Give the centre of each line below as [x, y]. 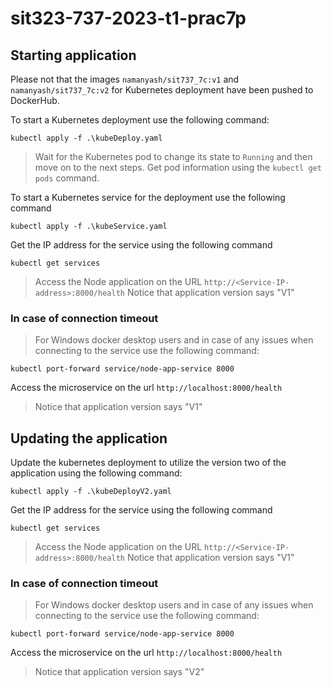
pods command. [67, 178]
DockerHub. [35, 100]
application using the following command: [96, 473]
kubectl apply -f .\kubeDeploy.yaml [86, 138]
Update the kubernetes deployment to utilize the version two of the [148, 463]
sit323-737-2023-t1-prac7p [128, 18]
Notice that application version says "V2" [119, 672]
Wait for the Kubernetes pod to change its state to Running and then [173, 156]
